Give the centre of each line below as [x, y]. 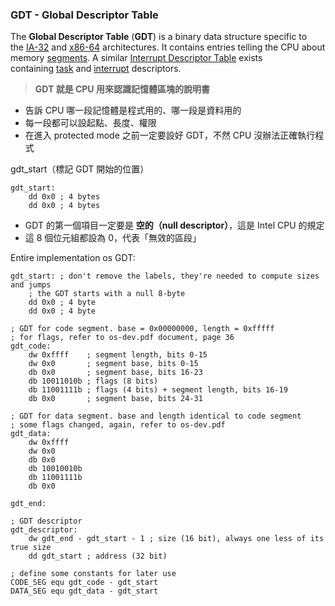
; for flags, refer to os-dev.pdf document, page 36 [122, 338]
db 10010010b [55, 469]
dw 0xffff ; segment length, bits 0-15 [118, 355]
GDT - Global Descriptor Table [84, 15]
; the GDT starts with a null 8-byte [107, 294]
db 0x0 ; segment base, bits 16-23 [115, 373]
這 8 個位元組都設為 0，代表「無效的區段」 [113, 238]
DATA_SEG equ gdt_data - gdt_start [84, 591]
